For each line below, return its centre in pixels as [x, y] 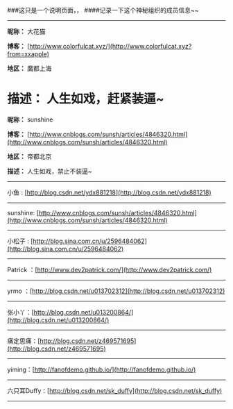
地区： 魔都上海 [29, 68]
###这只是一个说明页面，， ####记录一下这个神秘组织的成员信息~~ [103, 10]
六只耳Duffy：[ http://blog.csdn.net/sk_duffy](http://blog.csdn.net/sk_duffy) [115, 390]
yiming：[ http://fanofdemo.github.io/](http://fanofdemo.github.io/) [102, 369]
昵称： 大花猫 [26, 31]
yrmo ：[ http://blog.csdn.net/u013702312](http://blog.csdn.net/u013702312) [116, 291]
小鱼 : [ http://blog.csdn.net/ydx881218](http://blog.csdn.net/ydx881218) [109, 192]
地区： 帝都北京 [29, 156]
